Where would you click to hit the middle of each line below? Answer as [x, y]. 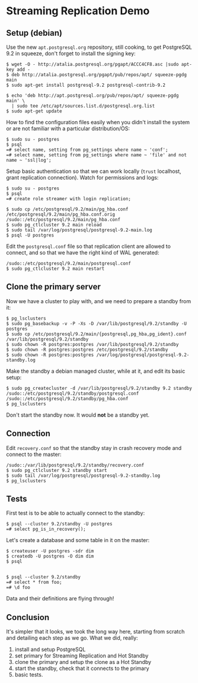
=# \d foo [18, 588]
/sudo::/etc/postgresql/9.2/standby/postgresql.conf [73, 394]
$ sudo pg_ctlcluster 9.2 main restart [55, 269]
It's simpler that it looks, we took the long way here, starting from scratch [95, 632]
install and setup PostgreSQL [50, 650]
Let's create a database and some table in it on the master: [78, 540]
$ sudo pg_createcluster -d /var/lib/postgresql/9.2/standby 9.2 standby [99, 388]
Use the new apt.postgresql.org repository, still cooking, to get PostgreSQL [99, 47]
